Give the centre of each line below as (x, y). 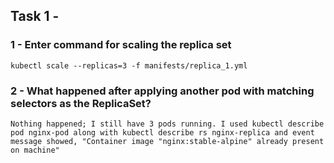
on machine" (35, 150)
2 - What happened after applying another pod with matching (162, 91)
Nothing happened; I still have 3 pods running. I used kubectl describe (167, 124)
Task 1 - (35, 16)
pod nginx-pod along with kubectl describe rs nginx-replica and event (162, 132)
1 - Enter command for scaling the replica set (121, 45)
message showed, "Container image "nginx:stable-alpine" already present (167, 141)
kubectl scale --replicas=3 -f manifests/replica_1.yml (129, 65)
